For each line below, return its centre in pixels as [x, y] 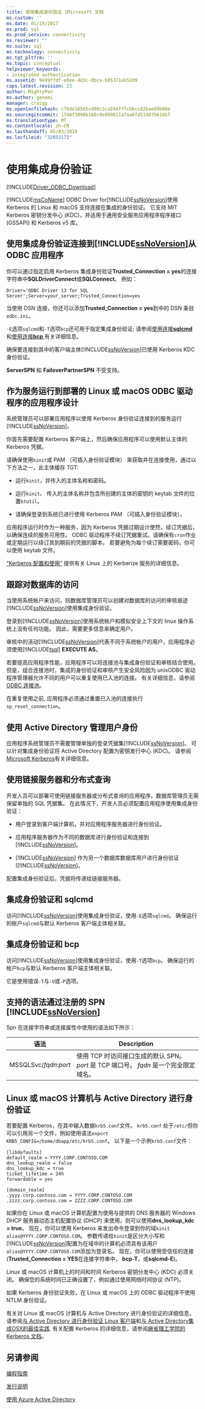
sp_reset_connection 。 [35, 706]
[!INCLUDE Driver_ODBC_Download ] [51, 187]
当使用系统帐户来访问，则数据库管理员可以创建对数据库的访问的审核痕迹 [97, 601]
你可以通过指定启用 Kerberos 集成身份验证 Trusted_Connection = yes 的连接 [102, 271]
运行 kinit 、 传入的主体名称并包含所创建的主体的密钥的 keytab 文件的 [102, 493]
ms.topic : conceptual [34, 63]
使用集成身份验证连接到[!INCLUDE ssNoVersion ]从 [101, 244]
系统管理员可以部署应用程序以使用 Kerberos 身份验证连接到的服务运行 [94, 419]
